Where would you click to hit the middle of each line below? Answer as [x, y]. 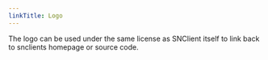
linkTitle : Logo [36, 16]
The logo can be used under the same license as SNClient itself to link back [134, 38]
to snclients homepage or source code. [73, 47]
